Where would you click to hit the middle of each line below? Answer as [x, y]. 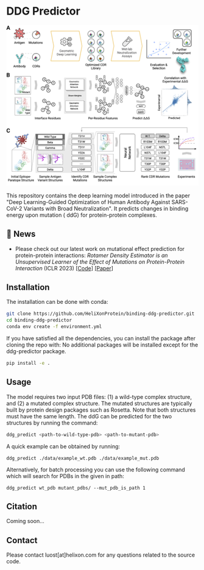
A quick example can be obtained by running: [63, 446]
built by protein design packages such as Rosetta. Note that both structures [101, 410]
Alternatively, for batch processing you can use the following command [96, 470]
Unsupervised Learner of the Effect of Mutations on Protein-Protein [100, 262]
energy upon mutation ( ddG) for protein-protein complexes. [82, 215]
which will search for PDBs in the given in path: [65, 476]
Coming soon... [25, 521]
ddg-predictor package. [36, 351]
